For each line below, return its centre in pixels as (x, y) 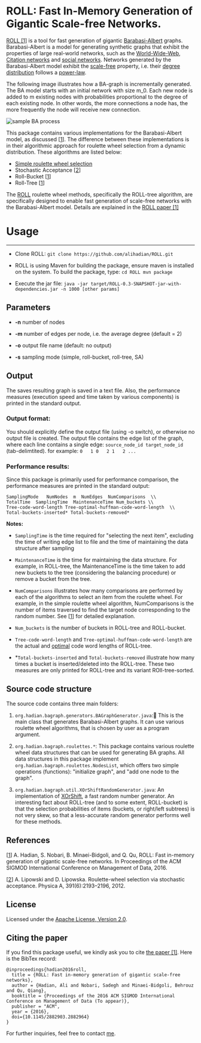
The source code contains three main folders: (62, 704)
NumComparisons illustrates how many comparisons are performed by (99, 591)
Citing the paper (37, 938)
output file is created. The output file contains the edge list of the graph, (95, 438)
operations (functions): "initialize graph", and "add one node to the (97, 771)
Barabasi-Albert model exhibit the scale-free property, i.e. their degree (93, 66)
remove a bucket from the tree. (53, 579)
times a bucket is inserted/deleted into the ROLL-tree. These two (95, 664)
